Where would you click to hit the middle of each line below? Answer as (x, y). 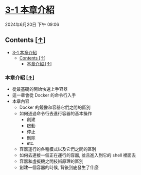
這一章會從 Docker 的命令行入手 (44, 95)
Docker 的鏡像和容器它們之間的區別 (55, 107)
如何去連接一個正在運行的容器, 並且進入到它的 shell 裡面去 (78, 155)
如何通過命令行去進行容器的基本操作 (56, 114)
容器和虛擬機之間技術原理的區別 (51, 161)
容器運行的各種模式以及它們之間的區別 (58, 149)
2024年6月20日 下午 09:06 (32, 24)
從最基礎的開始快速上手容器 (40, 89)
